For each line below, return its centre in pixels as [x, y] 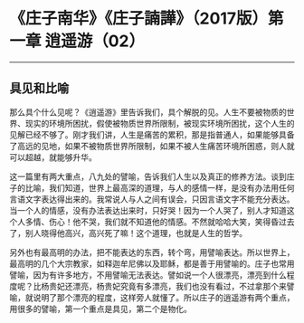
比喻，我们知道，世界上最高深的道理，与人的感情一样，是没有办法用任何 [160, 187]
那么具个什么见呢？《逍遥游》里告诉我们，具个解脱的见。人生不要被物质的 [148, 112]
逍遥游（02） [95, 41]
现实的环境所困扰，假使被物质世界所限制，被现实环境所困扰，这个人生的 [160, 123]
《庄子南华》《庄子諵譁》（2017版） [139, 19]
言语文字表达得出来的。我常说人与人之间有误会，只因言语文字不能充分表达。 [152, 199]
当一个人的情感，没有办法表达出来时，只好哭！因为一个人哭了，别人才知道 [148, 210]
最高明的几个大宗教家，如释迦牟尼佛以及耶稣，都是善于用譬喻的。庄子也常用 [152, 263]
